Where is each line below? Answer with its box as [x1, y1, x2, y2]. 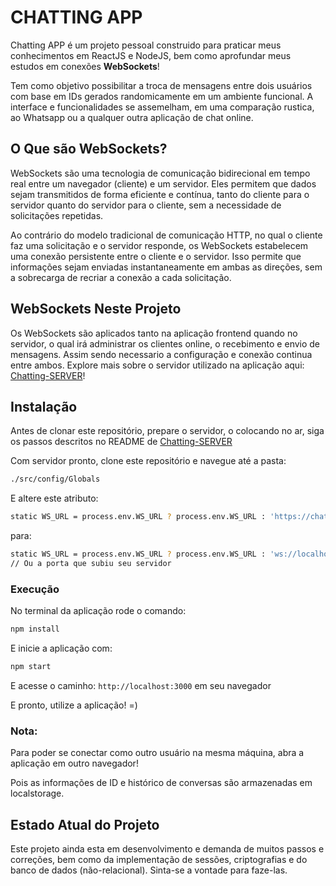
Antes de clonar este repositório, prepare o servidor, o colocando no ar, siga [10, 425, 325, 437]
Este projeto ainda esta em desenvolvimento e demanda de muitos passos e [10, 843, 325, 855]
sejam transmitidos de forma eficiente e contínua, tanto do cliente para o [10, 188, 310, 200]
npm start [10, 662, 52, 672]
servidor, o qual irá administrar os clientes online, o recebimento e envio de [10, 337, 321, 350]
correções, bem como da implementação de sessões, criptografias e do [10, 854, 308, 866]
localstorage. [10, 787, 65, 800]
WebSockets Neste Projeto [10, 301, 182, 318]
